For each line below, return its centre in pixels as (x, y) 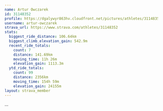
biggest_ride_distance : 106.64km (43, 37)
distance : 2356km (31, 77)
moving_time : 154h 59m (36, 81)
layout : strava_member (27, 91)
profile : (13, 18)
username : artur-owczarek (31, 23)
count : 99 (23, 73)
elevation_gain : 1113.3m (38, 63)
